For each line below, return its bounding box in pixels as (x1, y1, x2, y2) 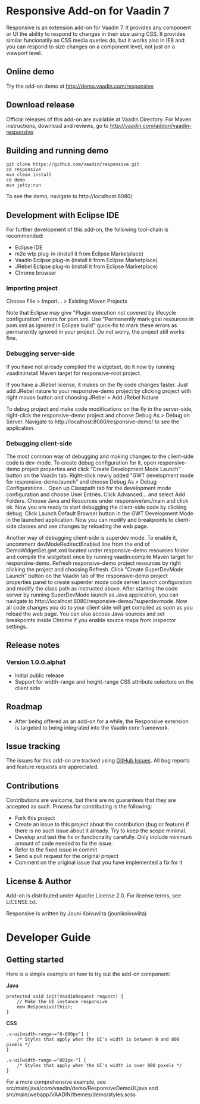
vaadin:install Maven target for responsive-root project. (6, 369, 142, 377)
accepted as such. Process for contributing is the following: (6, 803, 152, 810)
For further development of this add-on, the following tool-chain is (6, 226, 168, 233)
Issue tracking (6, 741, 61, 751)
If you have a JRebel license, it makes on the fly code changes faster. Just (6, 381, 189, 388)
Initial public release (14, 672, 64, 679)
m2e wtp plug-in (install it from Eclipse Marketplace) (14, 250, 144, 257)
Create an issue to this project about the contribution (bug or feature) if (14, 821, 189, 828)
